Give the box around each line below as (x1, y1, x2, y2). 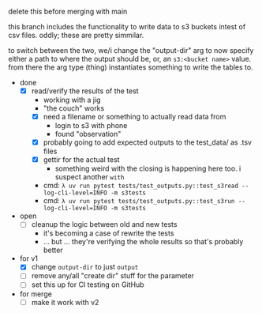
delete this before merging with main (8, 7, 128, 16)
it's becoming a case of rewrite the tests (43, 228, 174, 238)
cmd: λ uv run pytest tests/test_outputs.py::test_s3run (43, 196, 235, 206)
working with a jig (43, 95, 101, 105)
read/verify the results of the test (31, 86, 140, 96)
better (43, 245, 63, 255)
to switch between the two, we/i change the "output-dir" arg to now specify (8, 46, 254, 55)
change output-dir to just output (31, 262, 139, 272)
